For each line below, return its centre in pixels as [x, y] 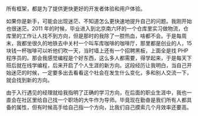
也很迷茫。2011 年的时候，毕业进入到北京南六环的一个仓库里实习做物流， [95, 29]
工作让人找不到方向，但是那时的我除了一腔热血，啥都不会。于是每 [101, 36]
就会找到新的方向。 [29, 80]
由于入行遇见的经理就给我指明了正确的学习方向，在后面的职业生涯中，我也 [96, 92]
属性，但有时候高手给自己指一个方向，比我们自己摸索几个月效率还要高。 [104, 107]
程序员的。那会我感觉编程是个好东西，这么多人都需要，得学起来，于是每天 [96, 58]
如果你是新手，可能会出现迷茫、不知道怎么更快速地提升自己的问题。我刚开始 [99, 21]
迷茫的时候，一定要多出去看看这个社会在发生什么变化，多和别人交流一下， [101, 73]
